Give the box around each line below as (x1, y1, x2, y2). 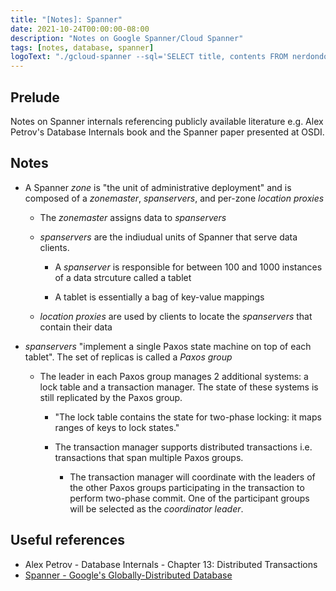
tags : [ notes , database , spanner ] (10, 42, 155, 53)
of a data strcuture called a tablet (54, 271, 192, 283)
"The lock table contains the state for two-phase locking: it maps (54, 411, 322, 423)
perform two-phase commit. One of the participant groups (69, 492, 310, 504)
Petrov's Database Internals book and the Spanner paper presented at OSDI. (10, 126, 325, 138)
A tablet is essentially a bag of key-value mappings (54, 291, 265, 303)
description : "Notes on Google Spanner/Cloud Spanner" (10, 33, 244, 43)
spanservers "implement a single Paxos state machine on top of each (24, 340, 312, 352)
